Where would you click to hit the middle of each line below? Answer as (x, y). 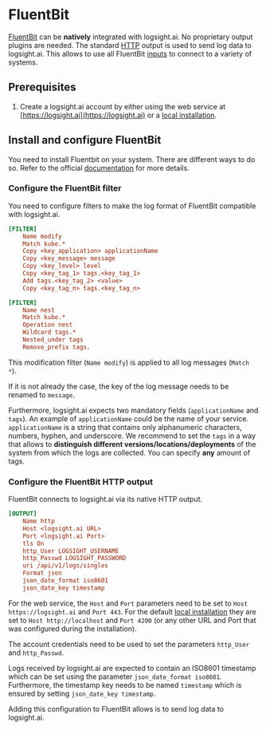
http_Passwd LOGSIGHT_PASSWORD (74, 558)
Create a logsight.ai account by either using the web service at (123, 106)
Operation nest (48, 325)
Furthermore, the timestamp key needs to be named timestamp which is (125, 685)
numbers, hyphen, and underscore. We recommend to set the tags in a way (132, 436)
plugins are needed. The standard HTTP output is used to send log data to (130, 45)
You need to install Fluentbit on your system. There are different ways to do (132, 159)
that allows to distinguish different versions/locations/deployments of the (132, 444)
